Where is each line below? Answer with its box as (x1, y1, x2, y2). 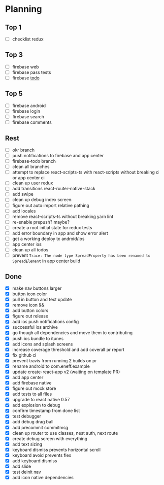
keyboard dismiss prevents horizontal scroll (12, 447, 101, 452)
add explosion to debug (12, 402, 61, 408)
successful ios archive (12, 324, 58, 330)
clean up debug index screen (12, 197, 72, 203)
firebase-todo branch (12, 158, 56, 164)
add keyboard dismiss (12, 457, 58, 464)
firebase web (12, 64, 39, 69)
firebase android (12, 103, 46, 108)
